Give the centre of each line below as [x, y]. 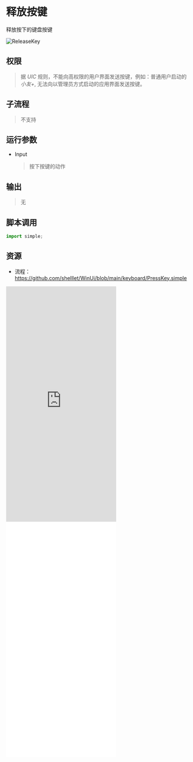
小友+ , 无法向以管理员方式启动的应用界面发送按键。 [83, 84]
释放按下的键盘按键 [29, 29]
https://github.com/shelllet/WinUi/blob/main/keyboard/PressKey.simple [101, 278]
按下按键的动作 [47, 167]
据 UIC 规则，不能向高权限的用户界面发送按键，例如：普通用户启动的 [104, 76]
